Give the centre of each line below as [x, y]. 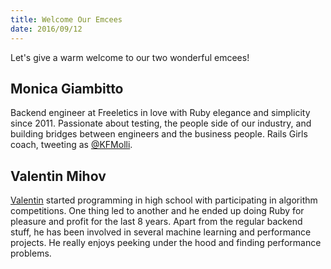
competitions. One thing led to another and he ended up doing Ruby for [157, 211]
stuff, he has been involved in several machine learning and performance [161, 232]
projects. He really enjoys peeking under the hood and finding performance [166, 243]
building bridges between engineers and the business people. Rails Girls [159, 134]
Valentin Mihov [58, 176]
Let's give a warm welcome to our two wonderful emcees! [130, 57]
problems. [31, 253]
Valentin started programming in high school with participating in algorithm [164, 200]
